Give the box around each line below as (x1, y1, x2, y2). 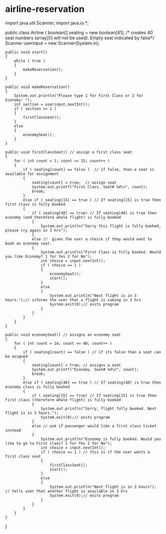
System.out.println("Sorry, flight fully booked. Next (40, 406, 157, 411)
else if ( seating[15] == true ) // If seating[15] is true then (23, 197, 162, 202)
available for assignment (5, 171, 59, 176)
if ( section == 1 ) (14, 106, 57, 111)
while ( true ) (14, 58, 46, 63)
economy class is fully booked (5, 384, 70, 389)
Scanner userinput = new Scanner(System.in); (5, 40, 100, 46)
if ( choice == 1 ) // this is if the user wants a (40, 450, 150, 455)
